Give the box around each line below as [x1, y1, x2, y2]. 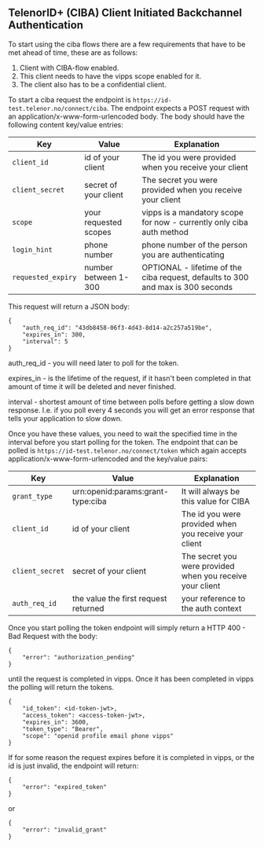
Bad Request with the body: [8, 631, 98, 641]
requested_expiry [12, 273, 77, 281]
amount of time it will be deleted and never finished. [8, 381, 177, 391]
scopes [83, 226, 112, 237]
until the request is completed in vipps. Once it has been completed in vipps [8, 674, 254, 683]
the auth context [181, 603, 242, 614]
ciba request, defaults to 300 [141, 271, 249, 282]
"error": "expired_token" [22, 783, 108, 791]
